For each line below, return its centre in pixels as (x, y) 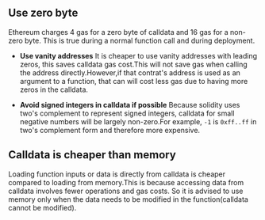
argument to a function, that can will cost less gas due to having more (134, 81)
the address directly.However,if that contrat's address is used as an (130, 72)
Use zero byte (43, 13)
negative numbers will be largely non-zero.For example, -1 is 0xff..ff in (138, 121)
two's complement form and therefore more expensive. (110, 130)
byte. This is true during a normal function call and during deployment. (140, 40)
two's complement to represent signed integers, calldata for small (127, 113)
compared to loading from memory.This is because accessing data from (126, 182)
